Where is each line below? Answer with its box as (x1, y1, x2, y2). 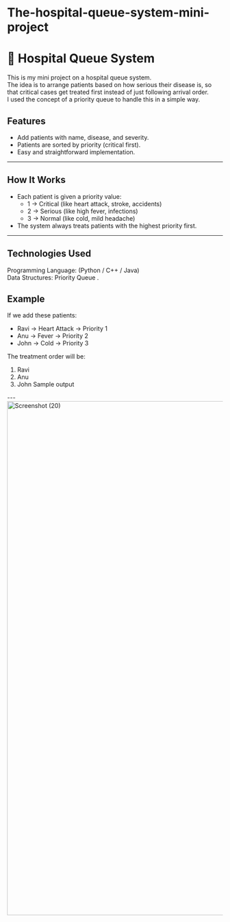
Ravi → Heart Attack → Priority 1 (16, 324, 108, 333)
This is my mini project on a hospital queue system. (7, 73, 152, 82)
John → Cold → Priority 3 (16, 339, 89, 348)
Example (7, 293, 45, 304)
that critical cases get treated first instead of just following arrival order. (7, 88, 209, 97)
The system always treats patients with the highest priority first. (16, 221, 197, 230)
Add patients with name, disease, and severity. (16, 133, 149, 141)
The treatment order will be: (7, 352, 86, 361)
